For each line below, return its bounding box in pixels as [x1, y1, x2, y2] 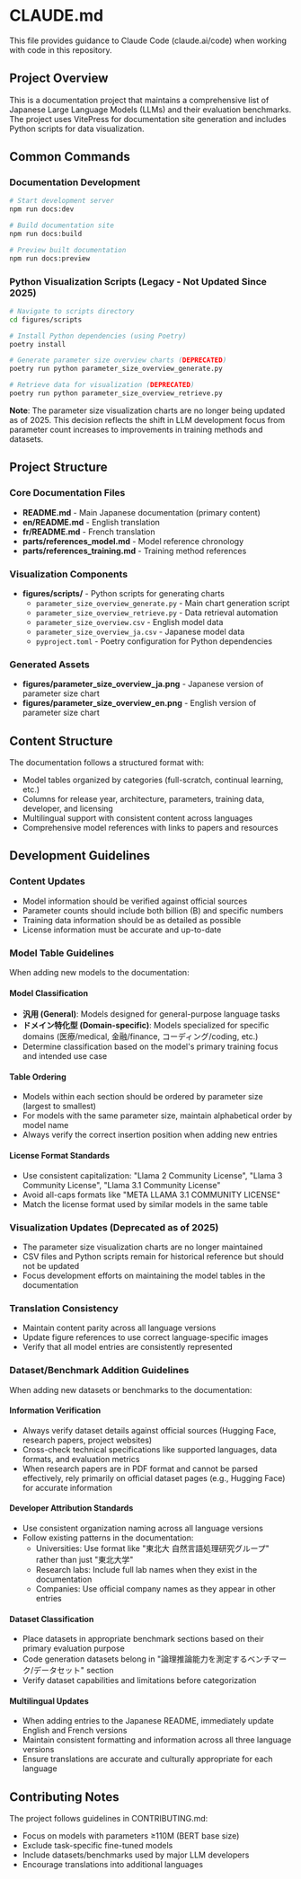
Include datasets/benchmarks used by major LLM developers [22, 1849, 250, 1860]
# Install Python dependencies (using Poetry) [9, 331, 187, 340]
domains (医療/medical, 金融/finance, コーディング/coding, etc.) [22, 1031, 259, 1042]
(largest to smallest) [22, 1101, 97, 1112]
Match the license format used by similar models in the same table [22, 1198, 269, 1209]
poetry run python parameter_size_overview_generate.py [9, 365, 223, 374]
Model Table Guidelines [9, 947, 115, 959]
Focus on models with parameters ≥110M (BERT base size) [22, 1830, 240, 1841]
